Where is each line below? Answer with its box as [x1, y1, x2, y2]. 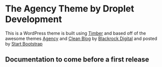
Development [5, 13, 62, 25]
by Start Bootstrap [5, 40, 43, 46]
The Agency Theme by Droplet [5, 3, 135, 14]
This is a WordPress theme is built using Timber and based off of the [5, 30, 146, 36]
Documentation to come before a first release [5, 55, 150, 64]
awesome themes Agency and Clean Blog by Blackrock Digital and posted [5, 35, 158, 41]
